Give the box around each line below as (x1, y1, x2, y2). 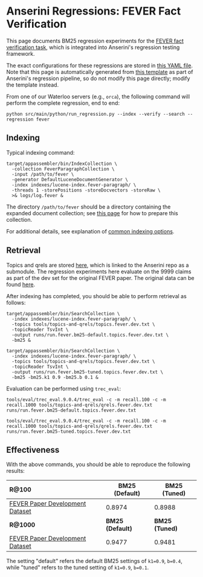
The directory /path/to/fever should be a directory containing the (6, 203, 171, 210)
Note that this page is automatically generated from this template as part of (6, 68, 193, 75)
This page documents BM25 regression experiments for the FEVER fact (6, 37, 184, 44)
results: (6, 467, 25, 475)
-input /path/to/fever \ (11, 171, 74, 177)
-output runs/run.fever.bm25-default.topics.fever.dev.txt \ (11, 332, 169, 338)
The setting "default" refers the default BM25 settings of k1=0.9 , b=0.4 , (6, 558, 182, 565)
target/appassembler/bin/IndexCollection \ (6, 161, 118, 167)
